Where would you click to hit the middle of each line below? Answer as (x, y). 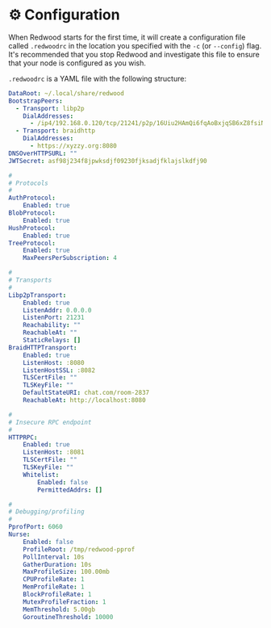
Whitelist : (41, 475)
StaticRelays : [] (52, 341)
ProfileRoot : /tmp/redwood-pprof (79, 549)
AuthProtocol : (32, 198)
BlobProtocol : (32, 213)
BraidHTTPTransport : (43, 347)
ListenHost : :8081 (54, 452)
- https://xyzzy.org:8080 (73, 146)
